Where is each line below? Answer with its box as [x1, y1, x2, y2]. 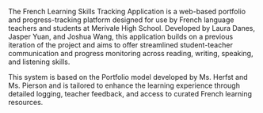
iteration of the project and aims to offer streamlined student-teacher [8, 40, 234, 50]
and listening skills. [8, 57, 71, 66]
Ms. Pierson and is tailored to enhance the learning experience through [8, 81, 240, 90]
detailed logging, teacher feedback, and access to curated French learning [8, 89, 252, 98]
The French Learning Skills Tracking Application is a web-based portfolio [8, 7, 246, 16]
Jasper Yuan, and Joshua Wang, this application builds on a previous [8, 32, 234, 41]
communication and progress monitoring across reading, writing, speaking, [8, 49, 253, 58]
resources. [8, 98, 44, 107]
